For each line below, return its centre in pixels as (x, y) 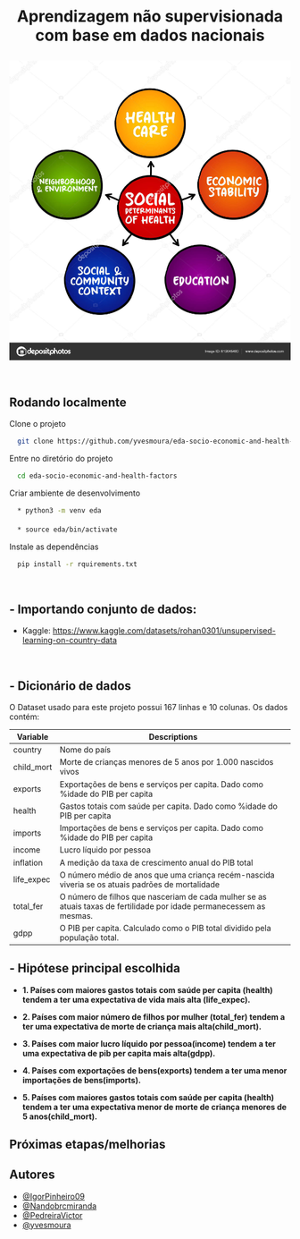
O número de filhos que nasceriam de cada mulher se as (163, 897)
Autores (32, 1175)
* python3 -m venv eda (59, 511)
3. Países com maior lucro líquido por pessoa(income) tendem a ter (149, 1043)
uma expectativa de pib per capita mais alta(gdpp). (119, 1053)
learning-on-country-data (70, 641)
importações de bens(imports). (81, 1080)
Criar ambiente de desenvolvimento (75, 493)
